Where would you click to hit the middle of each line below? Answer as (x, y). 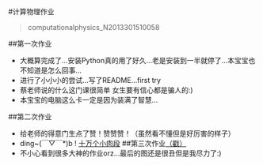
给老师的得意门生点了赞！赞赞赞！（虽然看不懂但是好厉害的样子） (127, 133)
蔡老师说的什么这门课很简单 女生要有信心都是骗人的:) (106, 90)
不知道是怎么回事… (50, 70)
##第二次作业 (30, 116)
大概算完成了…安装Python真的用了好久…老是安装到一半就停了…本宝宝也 (137, 60)
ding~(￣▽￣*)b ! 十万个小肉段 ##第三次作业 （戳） (103, 143)
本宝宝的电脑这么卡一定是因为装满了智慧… (89, 100)
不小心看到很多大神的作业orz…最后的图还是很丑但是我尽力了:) (120, 153)
